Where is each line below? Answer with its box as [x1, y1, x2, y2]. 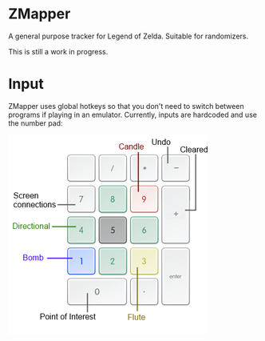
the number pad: [8, 118, 63, 128]
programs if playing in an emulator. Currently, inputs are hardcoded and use [8, 110, 258, 119]
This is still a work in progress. [8, 46, 109, 56]
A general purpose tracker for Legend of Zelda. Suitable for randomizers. [8, 31, 249, 41]
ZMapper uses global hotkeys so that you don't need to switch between [8, 101, 245, 110]
